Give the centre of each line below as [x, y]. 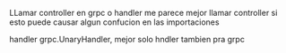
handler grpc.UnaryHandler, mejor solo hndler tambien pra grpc [127, 39]
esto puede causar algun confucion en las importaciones [114, 22]
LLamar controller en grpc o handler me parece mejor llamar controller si [143, 13]
